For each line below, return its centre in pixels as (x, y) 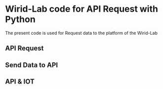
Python (20, 19)
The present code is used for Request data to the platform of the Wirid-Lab (81, 33)
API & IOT (20, 82)
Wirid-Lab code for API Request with (81, 9)
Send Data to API (32, 65)
